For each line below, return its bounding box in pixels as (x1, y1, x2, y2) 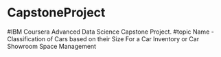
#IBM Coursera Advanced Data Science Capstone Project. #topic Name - (7, 27, 214, 36)
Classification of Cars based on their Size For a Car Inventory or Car (7, 34, 200, 43)
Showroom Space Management (7, 42, 97, 50)
